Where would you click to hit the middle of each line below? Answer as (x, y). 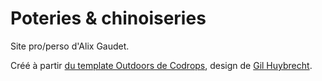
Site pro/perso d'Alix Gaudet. (70, 46)
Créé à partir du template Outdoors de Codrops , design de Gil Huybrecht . (161, 65)
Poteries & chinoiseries (108, 18)
